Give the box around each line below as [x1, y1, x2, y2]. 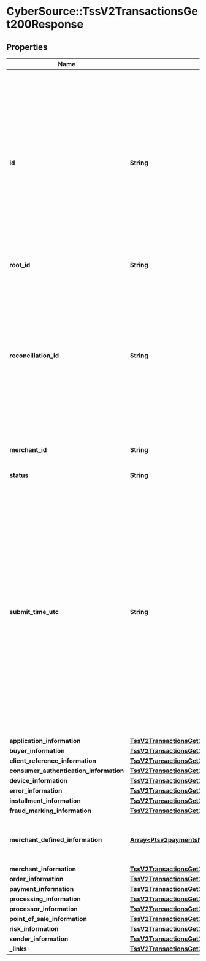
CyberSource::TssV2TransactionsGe [6, 4, 198, 18]
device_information [9, 777, 67, 785]
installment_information [9, 796, 81, 805]
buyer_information [9, 747, 65, 755]
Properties [6, 42, 48, 52]
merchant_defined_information [9, 836, 102, 844]
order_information [9, 875, 64, 883]
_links [9, 944, 28, 953]
